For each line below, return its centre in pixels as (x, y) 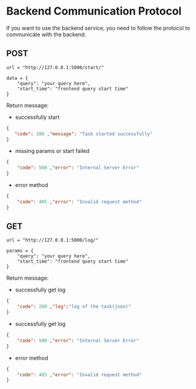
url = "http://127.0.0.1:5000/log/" (52, 240)
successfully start (37, 117)
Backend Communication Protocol (94, 11)
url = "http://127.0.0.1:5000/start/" (55, 67)
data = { (17, 78)
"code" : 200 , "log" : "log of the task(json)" (74, 307)
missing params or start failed (52, 151)
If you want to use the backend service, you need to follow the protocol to (98, 28)
